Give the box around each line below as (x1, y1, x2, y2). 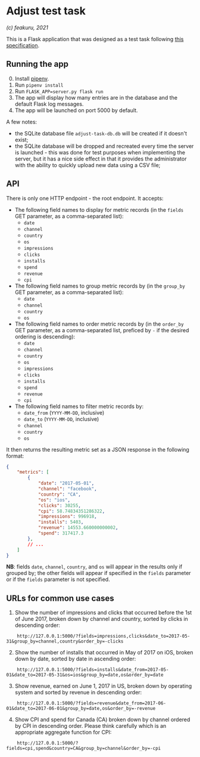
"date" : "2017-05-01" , (37, 480, 95, 487)
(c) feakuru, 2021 (6, 24, 49, 31)
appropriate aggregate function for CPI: (14, 729, 112, 736)
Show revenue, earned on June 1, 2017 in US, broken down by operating (14, 682, 192, 690)
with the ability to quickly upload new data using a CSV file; (14, 161, 161, 168)
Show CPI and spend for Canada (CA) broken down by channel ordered (14, 716, 190, 723)
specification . (6, 42, 40, 49)
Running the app (6, 59, 68, 69)
